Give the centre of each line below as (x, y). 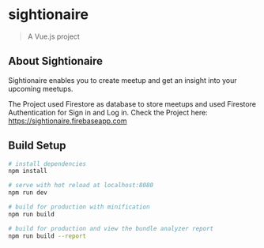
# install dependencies (47, 163)
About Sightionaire (56, 61)
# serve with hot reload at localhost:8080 (81, 186)
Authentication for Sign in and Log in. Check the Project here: (108, 112)
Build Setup (37, 146)
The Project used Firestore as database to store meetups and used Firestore (132, 103)
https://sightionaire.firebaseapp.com (68, 121)
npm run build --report (47, 236)
